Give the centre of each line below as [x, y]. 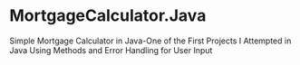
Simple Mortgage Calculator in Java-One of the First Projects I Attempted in [150, 41]
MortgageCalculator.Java [108, 16]
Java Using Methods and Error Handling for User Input [111, 50]
